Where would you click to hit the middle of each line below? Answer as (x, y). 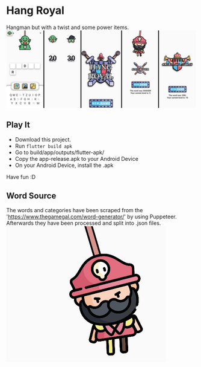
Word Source (31, 196)
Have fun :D (21, 177)
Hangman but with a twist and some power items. (68, 27)
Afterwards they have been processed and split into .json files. (84, 223)
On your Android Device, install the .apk (64, 165)
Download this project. (43, 139)
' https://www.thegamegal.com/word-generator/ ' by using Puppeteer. (92, 217)
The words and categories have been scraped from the (75, 210)
